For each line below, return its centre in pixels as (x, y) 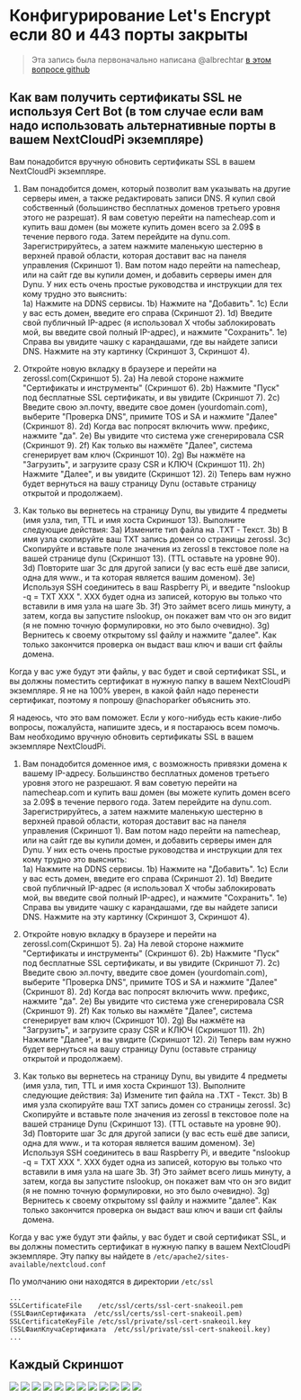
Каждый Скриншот (66, 1365)
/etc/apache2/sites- (191, 1257)
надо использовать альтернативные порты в (143, 126)
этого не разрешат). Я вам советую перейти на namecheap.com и (149, 217)
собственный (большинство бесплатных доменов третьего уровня (151, 207)
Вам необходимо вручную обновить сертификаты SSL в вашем (132, 736)
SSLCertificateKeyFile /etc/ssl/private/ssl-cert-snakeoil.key (130, 1321)
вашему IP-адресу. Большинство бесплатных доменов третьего (146, 773)
